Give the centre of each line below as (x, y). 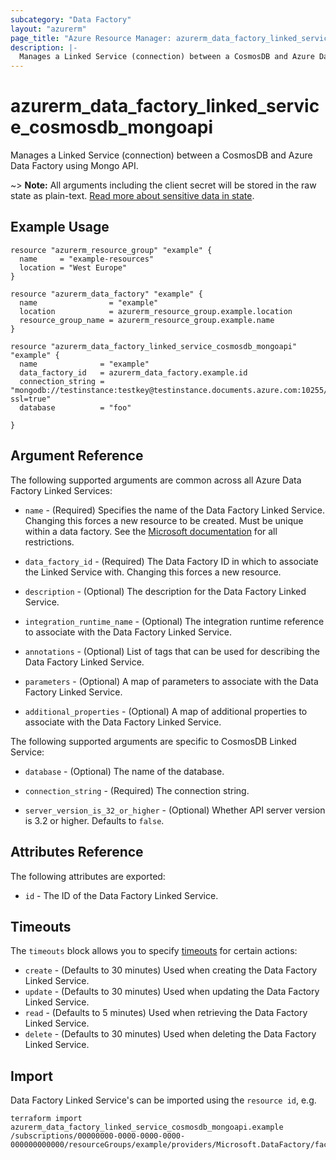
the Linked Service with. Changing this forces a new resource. (153, 572)
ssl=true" (31, 399)
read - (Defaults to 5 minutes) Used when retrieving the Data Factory (166, 1013)
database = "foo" (75, 407)
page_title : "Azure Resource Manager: (91, 38)
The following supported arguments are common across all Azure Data (156, 480)
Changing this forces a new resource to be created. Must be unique (164, 520)
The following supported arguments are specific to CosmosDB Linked (153, 741)
